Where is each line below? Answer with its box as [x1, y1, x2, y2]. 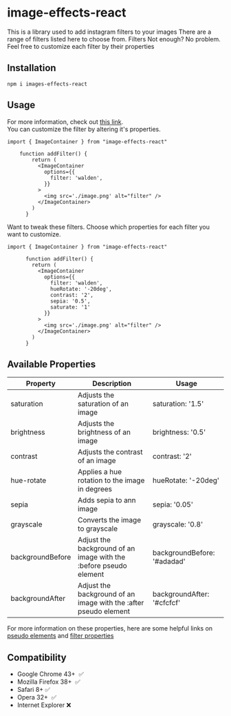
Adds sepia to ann [78, 495, 136, 505]
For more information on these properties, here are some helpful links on [7, 624, 213, 633]
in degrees [78, 484, 112, 494]
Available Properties [7, 358, 96, 370]
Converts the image [78, 515, 142, 525]
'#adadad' [152, 557, 186, 566]
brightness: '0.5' [152, 427, 206, 437]
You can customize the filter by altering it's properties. [7, 125, 162, 133]
